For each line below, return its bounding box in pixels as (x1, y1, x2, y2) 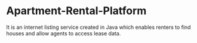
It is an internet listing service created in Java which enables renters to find (6, 24, 191, 31)
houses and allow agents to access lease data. (6, 29, 121, 37)
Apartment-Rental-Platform (6, 4, 147, 18)
